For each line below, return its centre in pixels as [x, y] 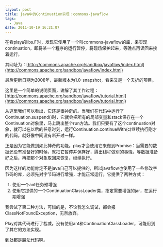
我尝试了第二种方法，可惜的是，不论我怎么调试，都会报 [60, 207]
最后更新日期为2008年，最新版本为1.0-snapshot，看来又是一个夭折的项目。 [81, 80]
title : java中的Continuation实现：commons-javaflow [57, 14]
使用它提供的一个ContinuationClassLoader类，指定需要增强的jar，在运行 [84, 191]
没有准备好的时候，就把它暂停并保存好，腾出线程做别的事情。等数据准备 [86, 152]
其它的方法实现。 [26, 229]
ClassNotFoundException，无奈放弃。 [43, 213]
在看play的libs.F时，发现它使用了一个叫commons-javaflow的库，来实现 [76, 42]
